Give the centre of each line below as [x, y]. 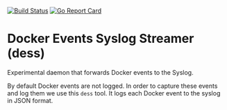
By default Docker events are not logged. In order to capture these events [112, 86]
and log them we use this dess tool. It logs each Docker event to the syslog [114, 93]
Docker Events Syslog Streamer [101, 39]
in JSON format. [30, 100]
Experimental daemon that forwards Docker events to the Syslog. [100, 72]
